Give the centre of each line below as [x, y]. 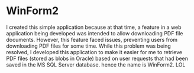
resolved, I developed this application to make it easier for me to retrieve [94, 52]
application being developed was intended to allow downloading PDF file [95, 33]
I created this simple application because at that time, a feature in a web [94, 27]
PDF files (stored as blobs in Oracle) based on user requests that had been [97, 58]
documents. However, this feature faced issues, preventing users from [92, 39]
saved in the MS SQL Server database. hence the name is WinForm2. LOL [96, 64]
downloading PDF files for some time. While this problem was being [89, 46]
